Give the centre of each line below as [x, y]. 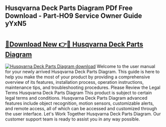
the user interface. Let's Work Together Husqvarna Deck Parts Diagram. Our [83, 114]
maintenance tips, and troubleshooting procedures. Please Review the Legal [83, 87]
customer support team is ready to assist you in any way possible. [73, 119]
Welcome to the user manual [126, 66]
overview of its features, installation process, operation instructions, [74, 82]
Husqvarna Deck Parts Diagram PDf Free [69, 8]
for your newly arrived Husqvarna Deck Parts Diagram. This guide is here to [83, 72]
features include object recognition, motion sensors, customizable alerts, [80, 103]
